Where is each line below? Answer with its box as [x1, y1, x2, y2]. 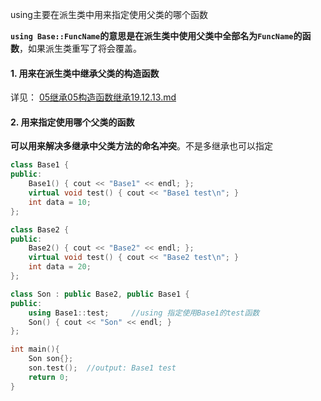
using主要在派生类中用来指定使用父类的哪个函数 [10, 9, 208, 20]
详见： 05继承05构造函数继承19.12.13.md [10, 91, 177, 103]
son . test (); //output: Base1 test [28, 363, 177, 373]
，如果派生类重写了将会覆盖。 [19, 43, 142, 54]
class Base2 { [10, 224, 70, 235]
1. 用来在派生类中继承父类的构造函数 [10, 67, 160, 79]
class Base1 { [10, 160, 70, 170]
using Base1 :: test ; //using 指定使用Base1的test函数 [28, 308, 260, 318]
